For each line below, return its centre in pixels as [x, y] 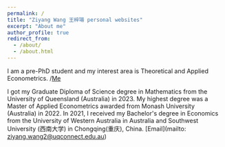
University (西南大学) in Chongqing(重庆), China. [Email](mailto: [97, 129]
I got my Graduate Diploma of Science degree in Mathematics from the [107, 91]
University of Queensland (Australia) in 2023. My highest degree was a [108, 98]
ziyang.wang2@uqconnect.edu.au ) [57, 136]
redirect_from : [29, 39]
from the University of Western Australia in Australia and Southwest [103, 120]
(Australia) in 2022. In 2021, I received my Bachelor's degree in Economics [113, 113]
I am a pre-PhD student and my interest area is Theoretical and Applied [108, 71]
